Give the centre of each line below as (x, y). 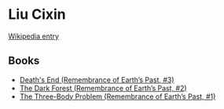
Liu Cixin (37, 15)
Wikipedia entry (34, 36)
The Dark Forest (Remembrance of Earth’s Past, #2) (103, 88)
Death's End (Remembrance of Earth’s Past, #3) (97, 79)
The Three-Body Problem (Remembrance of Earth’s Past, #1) (118, 96)
